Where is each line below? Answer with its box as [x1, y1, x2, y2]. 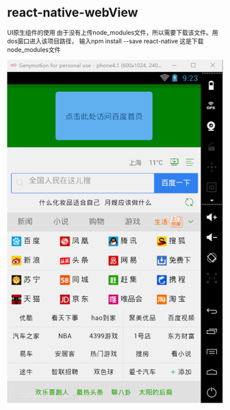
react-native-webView [7, 5, 138, 21]
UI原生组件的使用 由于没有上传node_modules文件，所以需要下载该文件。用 [7, 28, 218, 36]
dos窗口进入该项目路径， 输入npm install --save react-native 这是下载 [7, 36, 204, 45]
